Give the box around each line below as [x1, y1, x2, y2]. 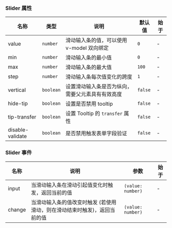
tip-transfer [8, 113, 37, 121]
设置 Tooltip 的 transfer [66, 110, 123, 117]
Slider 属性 [5, 4, 32, 11]
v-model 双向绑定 [66, 45, 109, 52]
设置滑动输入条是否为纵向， [66, 83, 133, 90]
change [8, 206, 27, 213]
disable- [8, 126, 29, 134]
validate [8, 132, 27, 140]
